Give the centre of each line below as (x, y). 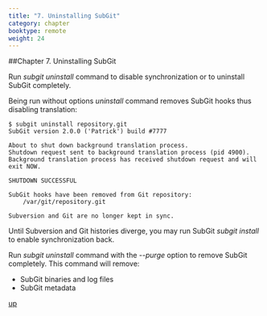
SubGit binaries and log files (67, 280)
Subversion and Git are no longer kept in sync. (91, 216)
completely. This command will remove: (74, 264)
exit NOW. (25, 167)
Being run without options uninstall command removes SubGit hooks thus (130, 101)
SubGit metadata (48, 288)
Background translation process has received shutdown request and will (133, 160)
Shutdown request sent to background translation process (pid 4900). (129, 153)
